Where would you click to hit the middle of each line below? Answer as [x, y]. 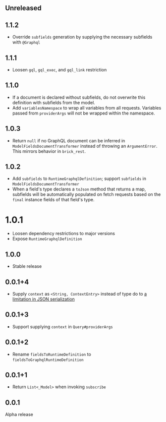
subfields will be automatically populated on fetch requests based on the [86, 194]
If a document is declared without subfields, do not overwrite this [79, 97]
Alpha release [19, 415]
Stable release [27, 266]
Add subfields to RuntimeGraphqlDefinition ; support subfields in [79, 179]
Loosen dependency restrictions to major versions [64, 234]
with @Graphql [26, 42]
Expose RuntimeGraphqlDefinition [47, 239]
